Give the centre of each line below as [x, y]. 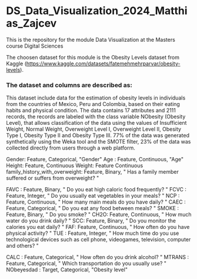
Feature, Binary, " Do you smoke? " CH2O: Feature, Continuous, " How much [99, 215]
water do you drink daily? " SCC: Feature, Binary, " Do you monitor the [91, 221]
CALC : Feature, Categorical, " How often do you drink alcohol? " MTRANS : [98, 257]
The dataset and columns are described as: [69, 85]
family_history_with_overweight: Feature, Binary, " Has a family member [93, 172]
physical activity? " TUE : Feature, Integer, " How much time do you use [93, 233]
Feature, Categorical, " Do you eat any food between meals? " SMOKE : [93, 208]
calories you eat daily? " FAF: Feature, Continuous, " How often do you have [98, 227]
